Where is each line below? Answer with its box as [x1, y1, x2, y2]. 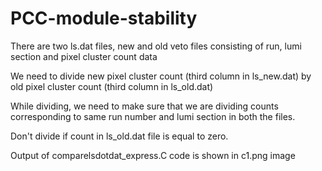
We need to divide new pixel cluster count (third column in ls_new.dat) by [10, 70, 312, 82]
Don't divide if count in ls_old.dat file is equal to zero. [10, 130, 229, 142]
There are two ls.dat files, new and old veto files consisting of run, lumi [10, 40, 302, 52]
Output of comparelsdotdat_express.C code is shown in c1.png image [10, 149, 296, 161]
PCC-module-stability [10, 7, 198, 30]
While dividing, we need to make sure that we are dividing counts [10, 100, 279, 112]
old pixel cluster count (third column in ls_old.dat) [10, 80, 214, 92]
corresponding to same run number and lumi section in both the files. [10, 110, 296, 122]
